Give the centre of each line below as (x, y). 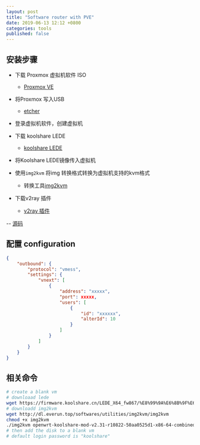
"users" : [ (73, 302)
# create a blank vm (32, 392)
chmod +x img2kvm (28, 420)
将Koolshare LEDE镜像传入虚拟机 (55, 160)
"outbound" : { (34, 264)
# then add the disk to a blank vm (50, 431)
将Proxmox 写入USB (39, 99)
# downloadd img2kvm (32, 409)
